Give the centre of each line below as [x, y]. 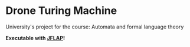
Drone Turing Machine [61, 11]
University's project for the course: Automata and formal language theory [95, 27]
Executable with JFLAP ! [35, 38]
